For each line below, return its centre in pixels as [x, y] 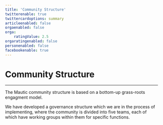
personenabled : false [27, 46]
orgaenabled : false [25, 28]
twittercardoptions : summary [34, 18]
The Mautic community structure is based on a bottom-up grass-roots [75, 92]
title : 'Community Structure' [36, 9]
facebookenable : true [27, 50]
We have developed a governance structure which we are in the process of [80, 107]
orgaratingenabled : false [31, 41]
